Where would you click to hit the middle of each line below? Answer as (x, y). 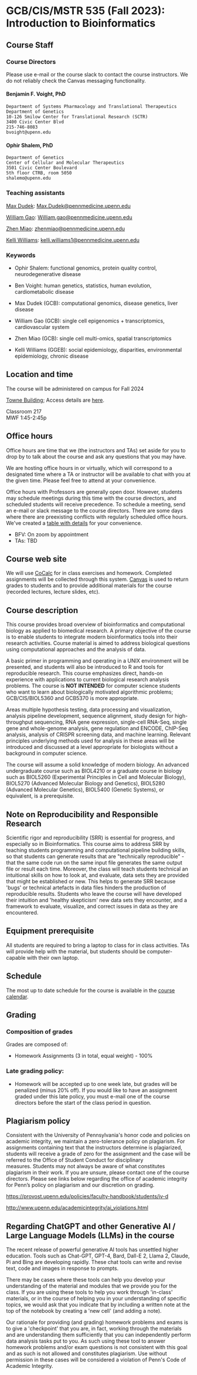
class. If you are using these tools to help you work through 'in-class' (89, 1292)
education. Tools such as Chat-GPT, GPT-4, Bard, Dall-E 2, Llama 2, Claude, (98, 1256)
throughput (20, 722)
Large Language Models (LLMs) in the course (90, 1236)
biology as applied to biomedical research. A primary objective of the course (98, 631)
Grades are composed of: (37, 1044)
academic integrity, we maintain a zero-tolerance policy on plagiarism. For (96, 1141)
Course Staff (30, 45)
